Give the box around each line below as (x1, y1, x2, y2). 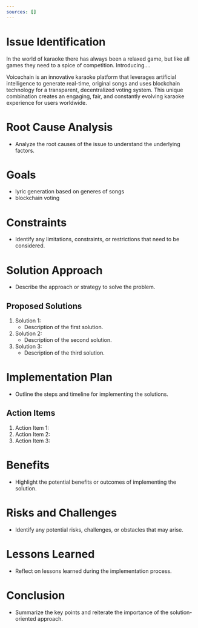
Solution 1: (15, 317, 41, 324)
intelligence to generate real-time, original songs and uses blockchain (6, 79, 180, 87)
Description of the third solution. (24, 349, 105, 356)
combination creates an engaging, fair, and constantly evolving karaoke (6, 92, 185, 100)
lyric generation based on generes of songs (15, 188, 125, 195)
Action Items (6, 408, 56, 418)
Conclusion (6, 589, 65, 602)
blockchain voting (15, 195, 60, 202)
